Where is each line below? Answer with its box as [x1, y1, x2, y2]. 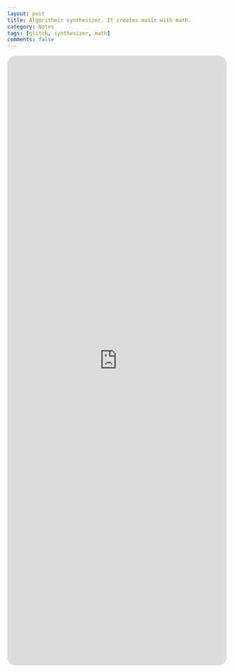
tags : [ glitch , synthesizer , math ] [7, 29, 111, 37]
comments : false [7, 36, 54, 43]
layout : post [7, 10, 45, 17]
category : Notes [7, 23, 54, 30]
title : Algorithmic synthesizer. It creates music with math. [7, 17, 192, 24]
